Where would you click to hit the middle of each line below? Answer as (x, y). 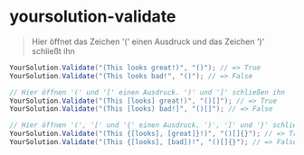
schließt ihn (53, 50)
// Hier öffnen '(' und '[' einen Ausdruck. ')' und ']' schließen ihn (147, 92)
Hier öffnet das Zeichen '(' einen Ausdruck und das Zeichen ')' (148, 41)
